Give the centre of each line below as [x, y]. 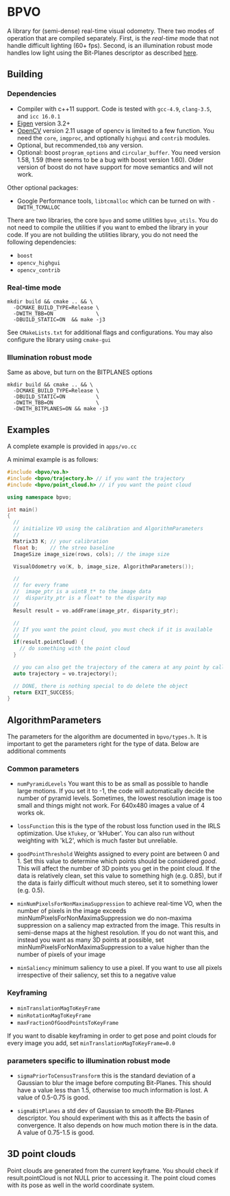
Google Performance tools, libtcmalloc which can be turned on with [114, 201]
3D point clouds [42, 1154]
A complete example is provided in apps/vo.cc [72, 447]
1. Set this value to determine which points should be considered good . [117, 861]
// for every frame [41, 585]
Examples [28, 430]
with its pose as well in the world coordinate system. [81, 1185]
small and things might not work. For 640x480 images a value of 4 [111, 806]
